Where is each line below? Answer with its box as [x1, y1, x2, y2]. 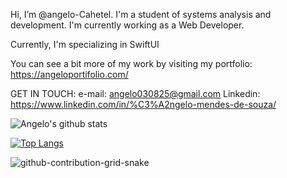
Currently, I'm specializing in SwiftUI [10, 39, 160, 50]
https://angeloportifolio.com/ [10, 69, 129, 80]
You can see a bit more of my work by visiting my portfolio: [10, 58, 253, 69]
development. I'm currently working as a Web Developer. [10, 19, 245, 31]
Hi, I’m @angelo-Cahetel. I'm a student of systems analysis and [10, 9, 272, 20]
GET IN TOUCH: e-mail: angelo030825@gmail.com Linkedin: [10, 88, 261, 99]
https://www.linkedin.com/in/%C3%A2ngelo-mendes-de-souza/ [10, 99, 277, 110]
